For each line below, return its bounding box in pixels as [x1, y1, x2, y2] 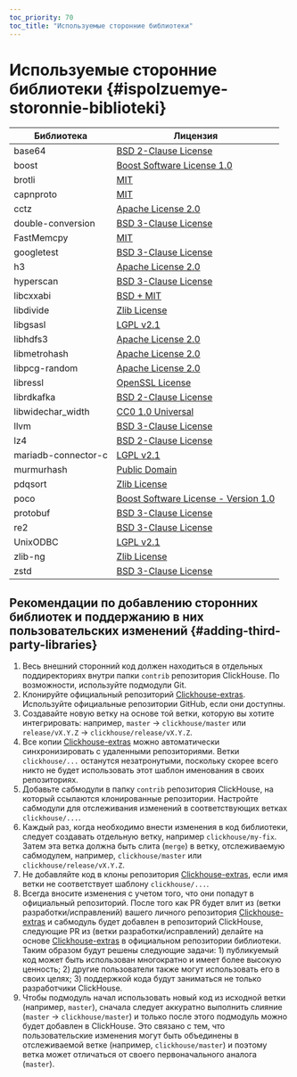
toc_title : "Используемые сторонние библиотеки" [9, 21, 194, 30]
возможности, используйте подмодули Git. [21, 679, 187, 691]
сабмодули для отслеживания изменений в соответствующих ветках [21, 803, 288, 814]
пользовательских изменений [9, 623, 188, 638]
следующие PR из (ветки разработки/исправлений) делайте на [21, 926, 264, 937]
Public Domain [116, 464, 177, 476]
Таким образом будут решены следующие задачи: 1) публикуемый [21, 945, 279, 956]
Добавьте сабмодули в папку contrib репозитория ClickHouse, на [21, 784, 274, 794]
